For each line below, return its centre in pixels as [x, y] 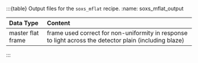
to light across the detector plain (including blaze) [115, 40]
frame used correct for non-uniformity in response [117, 33]
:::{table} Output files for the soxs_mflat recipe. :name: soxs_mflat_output [95, 9]
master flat [24, 33]
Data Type [24, 23]
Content [59, 23]
